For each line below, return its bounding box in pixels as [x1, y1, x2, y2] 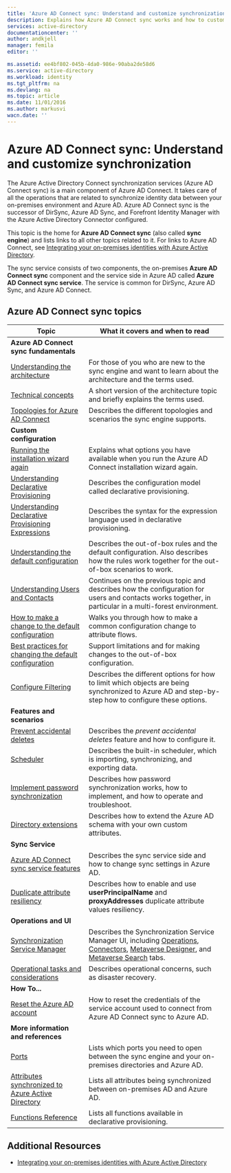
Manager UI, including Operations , [88, 935, 199, 945]
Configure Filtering [10, 682, 71, 691]
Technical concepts [10, 390, 74, 399]
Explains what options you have [88, 445, 191, 454]
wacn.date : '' [7, 112, 48, 119]
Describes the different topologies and [88, 405, 213, 415]
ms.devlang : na [7, 87, 51, 93]
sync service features [10, 863, 81, 873]
